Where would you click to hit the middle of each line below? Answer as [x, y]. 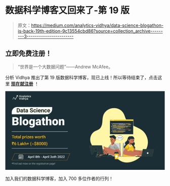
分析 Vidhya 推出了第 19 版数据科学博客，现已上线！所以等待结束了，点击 [81, 77]
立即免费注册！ [29, 54]
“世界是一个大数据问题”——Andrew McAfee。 [65, 67]
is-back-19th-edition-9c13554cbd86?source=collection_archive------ [90, 31]
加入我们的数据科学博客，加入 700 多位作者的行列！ [59, 179]
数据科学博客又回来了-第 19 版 [68, 10]
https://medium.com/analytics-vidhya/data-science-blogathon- [97, 25]
